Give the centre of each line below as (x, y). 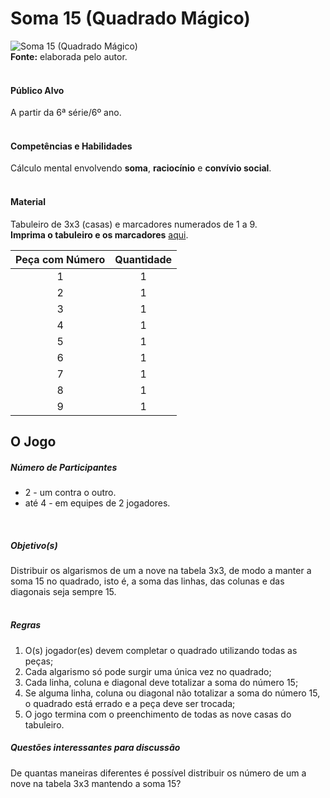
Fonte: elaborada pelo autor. (69, 56)
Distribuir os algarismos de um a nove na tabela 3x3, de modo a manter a (161, 570)
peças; (39, 661)
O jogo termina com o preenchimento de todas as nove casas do (158, 714)
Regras (26, 625)
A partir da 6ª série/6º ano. (66, 113)
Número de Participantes (64, 467)
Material (28, 201)
